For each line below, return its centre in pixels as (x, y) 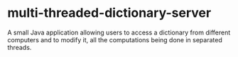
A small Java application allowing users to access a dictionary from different (119, 32)
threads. (20, 47)
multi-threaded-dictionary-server (109, 13)
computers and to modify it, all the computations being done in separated (115, 39)
